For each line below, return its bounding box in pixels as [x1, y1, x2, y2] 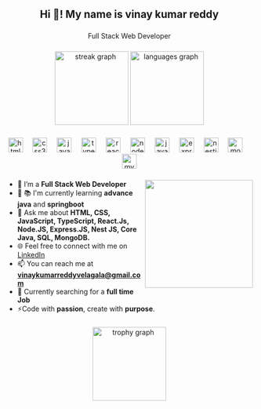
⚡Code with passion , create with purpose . [16, 304, 156, 314]
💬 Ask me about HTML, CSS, [16, 208, 111, 217]
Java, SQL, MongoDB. [16, 233, 90, 243]
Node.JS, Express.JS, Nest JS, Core [16, 225, 137, 234]
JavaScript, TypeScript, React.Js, [16, 217, 129, 226]
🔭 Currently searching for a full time [16, 287, 134, 297]
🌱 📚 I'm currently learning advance [16, 188, 133, 198]
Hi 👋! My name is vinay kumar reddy [39, 8, 219, 21]
